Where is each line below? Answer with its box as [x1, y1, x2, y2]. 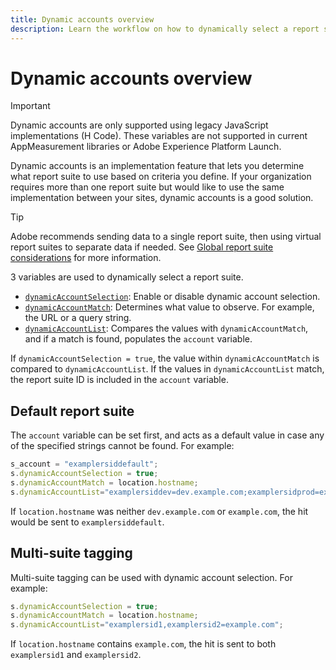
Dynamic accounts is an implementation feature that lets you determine [10, 160, 305, 172]
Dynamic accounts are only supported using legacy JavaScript [10, 119, 269, 131]
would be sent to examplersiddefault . [10, 516, 165, 528]
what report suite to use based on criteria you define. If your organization [10, 171, 312, 183]
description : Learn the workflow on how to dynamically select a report [10, 24, 320, 34]
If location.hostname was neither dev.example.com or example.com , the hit [10, 505, 309, 517]
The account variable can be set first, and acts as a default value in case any [10, 429, 325, 441]
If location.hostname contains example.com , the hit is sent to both [10, 638, 277, 650]
